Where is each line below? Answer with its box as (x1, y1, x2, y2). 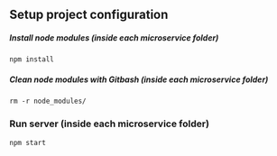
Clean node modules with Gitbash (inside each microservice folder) (9, 74, 269, 85)
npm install (9, 55, 54, 64)
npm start (9, 138, 47, 147)
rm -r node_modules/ (9, 96, 88, 106)
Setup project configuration (9, 7, 169, 23)
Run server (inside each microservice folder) (9, 117, 210, 130)
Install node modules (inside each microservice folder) (9, 32, 219, 43)
